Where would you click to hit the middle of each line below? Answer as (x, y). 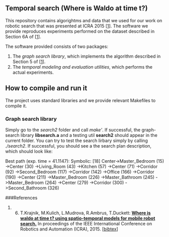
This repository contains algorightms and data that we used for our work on (84, 20)
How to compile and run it (46, 88)
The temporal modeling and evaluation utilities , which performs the (82, 67)
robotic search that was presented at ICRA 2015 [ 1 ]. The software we (77, 26)
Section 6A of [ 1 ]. (23, 36)
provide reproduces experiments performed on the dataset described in (80, 31)
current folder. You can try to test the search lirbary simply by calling (76, 140)
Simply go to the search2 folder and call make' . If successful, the (73, 130)
